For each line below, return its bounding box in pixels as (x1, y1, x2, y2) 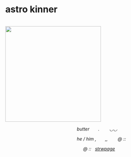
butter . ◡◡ (76, 126, 118, 132)
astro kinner (5, 4, 58, 15)
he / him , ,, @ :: (76, 136, 126, 142)
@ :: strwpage (83, 145, 116, 151)
